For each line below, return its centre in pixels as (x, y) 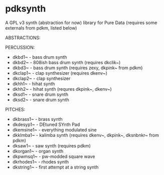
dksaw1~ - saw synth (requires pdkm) (52, 145)
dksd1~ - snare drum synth (40, 94)
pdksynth (26, 9)
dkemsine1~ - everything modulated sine (54, 130)
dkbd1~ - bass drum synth (40, 57)
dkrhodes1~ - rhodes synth (41, 161)
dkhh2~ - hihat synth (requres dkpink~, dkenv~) (62, 89)
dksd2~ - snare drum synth (41, 100)
